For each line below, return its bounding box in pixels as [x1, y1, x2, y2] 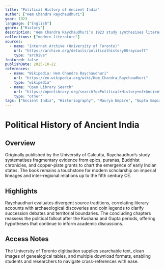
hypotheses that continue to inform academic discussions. [5, 220, 124, 226]
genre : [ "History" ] [5, 25, 45, 30]
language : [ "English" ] [5, 21, 52, 26]
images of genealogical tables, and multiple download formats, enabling [5, 253, 151, 259]
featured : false [5, 57, 38, 62]
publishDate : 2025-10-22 [5, 62, 56, 67]
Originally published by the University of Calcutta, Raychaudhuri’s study [5, 152, 150, 158]
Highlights [5, 187, 38, 195]
